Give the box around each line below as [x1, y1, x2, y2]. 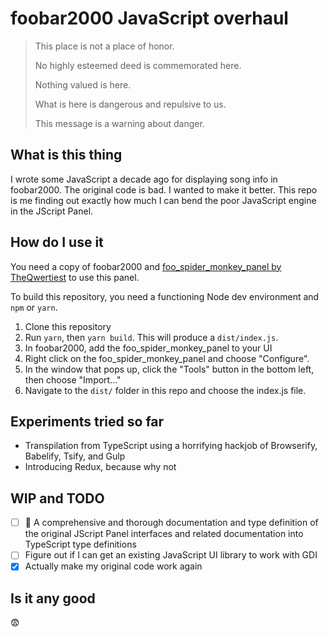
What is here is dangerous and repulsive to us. [34, 98, 227, 110]
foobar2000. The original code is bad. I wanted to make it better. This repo [10, 183, 318, 196]
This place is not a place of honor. [34, 40, 175, 52]
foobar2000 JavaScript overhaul [10, 7, 289, 30]
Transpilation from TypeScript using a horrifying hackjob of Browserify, [24, 440, 318, 452]
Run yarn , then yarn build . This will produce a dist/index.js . [24, 331, 279, 343]
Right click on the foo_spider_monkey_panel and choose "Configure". [24, 352, 310, 364]
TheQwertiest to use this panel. [10, 271, 140, 283]
